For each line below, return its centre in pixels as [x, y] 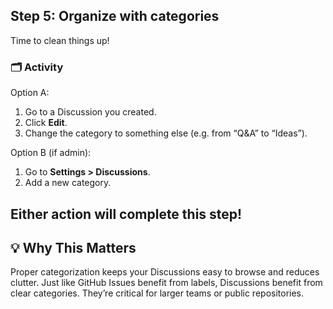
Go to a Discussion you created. [90, 112]
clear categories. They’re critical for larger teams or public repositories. [157, 293]
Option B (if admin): [51, 153]
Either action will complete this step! [126, 214]
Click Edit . [46, 123]
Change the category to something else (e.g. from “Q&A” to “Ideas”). [166, 133]
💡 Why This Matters [73, 247]
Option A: [30, 93]
